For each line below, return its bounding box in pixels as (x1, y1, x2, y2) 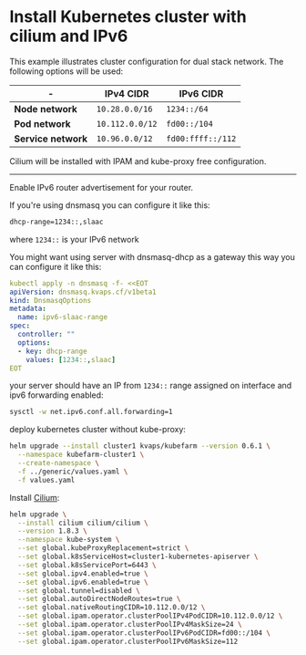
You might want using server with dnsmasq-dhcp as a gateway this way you (9, 251, 296, 262)
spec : (9, 321, 30, 330)
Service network (14, 132, 88, 145)
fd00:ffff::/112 (166, 133, 237, 143)
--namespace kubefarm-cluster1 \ (17, 450, 145, 460)
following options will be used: (9, 66, 124, 77)
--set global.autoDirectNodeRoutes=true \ (17, 595, 181, 604)
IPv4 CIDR (104, 87, 149, 99)
